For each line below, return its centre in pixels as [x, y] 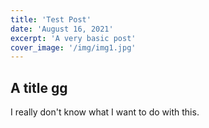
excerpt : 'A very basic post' [73, 38]
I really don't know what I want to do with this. [105, 112]
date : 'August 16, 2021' [62, 29]
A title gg [39, 87]
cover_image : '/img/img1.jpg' [73, 47]
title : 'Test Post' [51, 19]
